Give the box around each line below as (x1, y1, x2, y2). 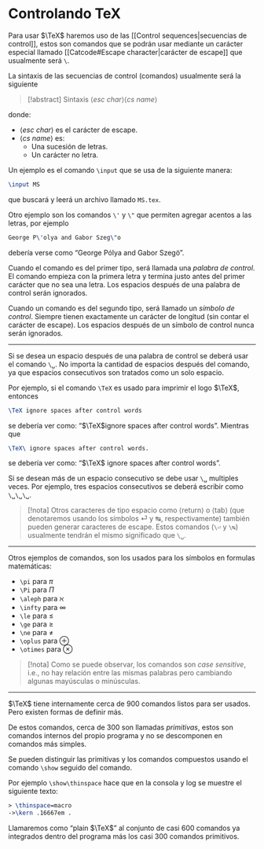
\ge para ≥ (19, 619, 54, 629)
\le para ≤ (19, 611, 54, 621)
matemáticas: (8, 561, 53, 571)
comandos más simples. (8, 740, 87, 749)
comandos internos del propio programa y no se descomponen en (8, 731, 222, 741)
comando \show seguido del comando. (8, 763, 132, 773)
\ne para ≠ (19, 628, 54, 638)
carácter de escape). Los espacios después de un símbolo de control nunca (8, 320, 255, 329)
